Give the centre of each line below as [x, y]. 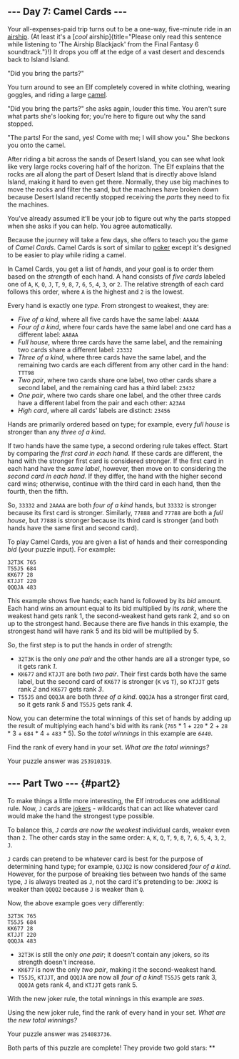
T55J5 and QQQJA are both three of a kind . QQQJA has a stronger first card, [123, 697]
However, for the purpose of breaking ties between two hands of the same [117, 874]
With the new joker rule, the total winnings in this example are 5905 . [106, 998]
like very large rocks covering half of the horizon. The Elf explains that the [116, 166]
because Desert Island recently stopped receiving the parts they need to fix [118, 197]
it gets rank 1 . [37, 666]
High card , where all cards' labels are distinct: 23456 [94, 410]
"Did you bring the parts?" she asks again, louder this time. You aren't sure [117, 108]
